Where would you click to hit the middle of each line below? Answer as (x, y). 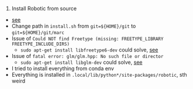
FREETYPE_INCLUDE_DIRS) (41, 44)
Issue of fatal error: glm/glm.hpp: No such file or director (87, 56)
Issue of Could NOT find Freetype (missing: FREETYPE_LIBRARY (87, 38)
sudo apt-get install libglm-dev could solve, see (81, 62)
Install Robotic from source (44, 8)
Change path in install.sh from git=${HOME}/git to (74, 26)
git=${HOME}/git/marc (38, 33)
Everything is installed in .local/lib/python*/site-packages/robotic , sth (99, 75)
